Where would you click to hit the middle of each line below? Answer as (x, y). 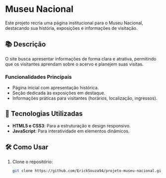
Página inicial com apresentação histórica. (55, 88)
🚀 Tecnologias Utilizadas (44, 114)
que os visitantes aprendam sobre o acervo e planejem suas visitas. (74, 64)
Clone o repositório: (32, 162)
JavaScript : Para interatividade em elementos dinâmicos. (71, 131)
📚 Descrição (26, 44)
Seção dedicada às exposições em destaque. (59, 93)
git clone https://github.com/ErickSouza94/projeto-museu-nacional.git (88, 171)
